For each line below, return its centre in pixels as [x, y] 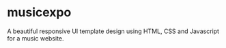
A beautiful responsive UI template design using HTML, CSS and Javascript [113, 31]
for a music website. [36, 38]
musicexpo [39, 13]
